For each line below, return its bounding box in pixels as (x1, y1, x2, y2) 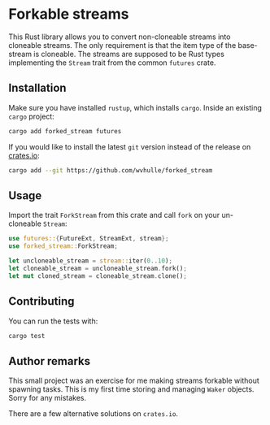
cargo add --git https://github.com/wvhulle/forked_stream (8, 166, 213, 175)
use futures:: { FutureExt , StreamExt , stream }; (8, 235, 169, 243)
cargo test (8, 332, 46, 340)
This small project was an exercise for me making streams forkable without (8, 375, 260, 386)
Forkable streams (8, 5, 129, 24)
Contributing (8, 294, 75, 309)
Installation (8, 81, 67, 95)
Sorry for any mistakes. (8, 393, 87, 403)
